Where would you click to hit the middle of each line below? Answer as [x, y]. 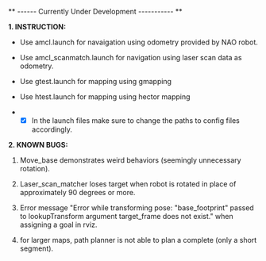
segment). [37, 248]
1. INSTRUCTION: [37, 27]
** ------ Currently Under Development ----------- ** [95, 12]
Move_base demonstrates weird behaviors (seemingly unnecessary [130, 160]
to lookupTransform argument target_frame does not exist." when [127, 217]
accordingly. [52, 129]
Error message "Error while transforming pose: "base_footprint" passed [137, 208]
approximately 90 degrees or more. [77, 193]
